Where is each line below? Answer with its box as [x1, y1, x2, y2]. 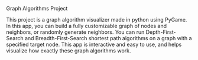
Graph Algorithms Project [6, 5, 68, 12]
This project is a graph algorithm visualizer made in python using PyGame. [6, 16, 187, 23]
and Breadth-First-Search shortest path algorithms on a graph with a [24, 35, 192, 41]
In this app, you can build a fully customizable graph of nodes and [6, 23, 167, 29]
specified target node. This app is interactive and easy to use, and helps [6, 41, 182, 48]
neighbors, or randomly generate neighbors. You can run [6, 29, 145, 36]
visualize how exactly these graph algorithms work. [6, 47, 131, 54]
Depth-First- [145, 29, 176, 36]
